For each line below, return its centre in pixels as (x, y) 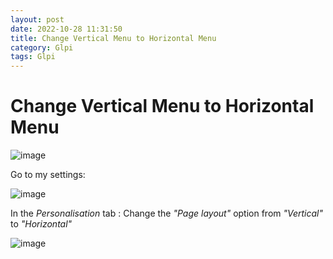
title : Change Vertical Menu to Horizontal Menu (113, 38)
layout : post (37, 19)
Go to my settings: (48, 175)
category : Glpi (42, 47)
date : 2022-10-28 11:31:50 (66, 29)
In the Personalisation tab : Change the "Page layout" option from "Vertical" (167, 213)
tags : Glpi (33, 57)
